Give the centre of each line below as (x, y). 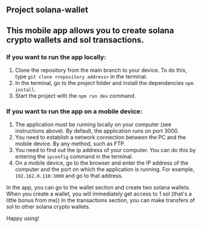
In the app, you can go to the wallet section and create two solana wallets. (98, 188)
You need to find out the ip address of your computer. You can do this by (105, 150)
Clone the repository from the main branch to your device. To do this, (101, 70)
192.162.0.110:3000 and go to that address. (69, 176)
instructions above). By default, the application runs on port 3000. (97, 131)
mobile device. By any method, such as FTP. (70, 144)
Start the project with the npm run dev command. (75, 96)
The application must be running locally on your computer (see (93, 125)
